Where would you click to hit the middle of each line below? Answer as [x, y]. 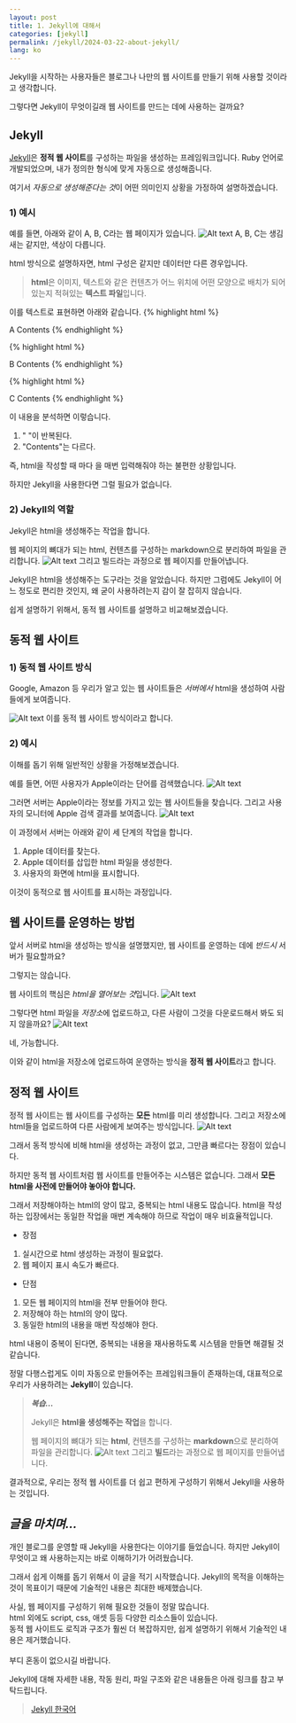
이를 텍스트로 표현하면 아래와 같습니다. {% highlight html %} [114, 312]
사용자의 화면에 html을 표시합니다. [80, 873]
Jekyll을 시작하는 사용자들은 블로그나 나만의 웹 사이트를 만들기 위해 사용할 [137, 77]
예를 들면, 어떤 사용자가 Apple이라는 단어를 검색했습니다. [107, 783]
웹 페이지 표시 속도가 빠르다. [70, 1265]
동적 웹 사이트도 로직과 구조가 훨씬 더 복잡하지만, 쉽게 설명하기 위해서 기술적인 [144, 1628]
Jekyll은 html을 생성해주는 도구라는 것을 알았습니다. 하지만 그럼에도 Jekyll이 [141, 579]
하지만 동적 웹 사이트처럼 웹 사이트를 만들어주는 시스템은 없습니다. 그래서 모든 [142, 1175]
